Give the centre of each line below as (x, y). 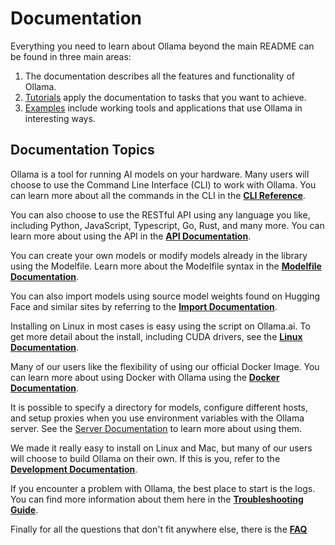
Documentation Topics (82, 150)
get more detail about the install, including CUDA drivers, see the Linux (156, 336)
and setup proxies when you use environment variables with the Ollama (157, 418)
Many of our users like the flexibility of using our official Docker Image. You (165, 366)
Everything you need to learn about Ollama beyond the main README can (162, 46)
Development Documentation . (74, 469)
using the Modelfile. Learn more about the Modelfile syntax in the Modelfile (166, 266)
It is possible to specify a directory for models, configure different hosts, (159, 407)
